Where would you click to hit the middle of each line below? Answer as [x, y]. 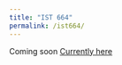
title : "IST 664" [41, 17]
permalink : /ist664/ [47, 26]
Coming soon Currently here [61, 51]
